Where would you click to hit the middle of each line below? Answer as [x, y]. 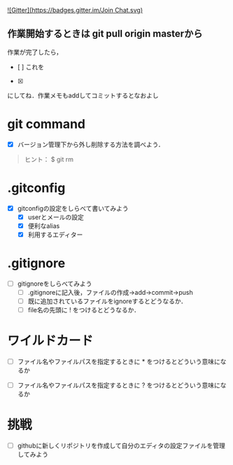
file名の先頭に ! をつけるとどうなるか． [84, 310]
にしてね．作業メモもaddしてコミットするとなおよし [83, 95]
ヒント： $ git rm [49, 159]
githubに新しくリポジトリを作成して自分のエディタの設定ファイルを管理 [121, 446]
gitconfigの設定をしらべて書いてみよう [73, 208]
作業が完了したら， [35, 52]
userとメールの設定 [56, 217]
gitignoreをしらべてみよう [55, 284]
